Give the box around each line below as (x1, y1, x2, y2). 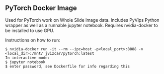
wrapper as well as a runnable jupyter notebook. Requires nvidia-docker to (5, 22, 158, 28)
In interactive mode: (5, 55, 50, 60)
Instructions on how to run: (5, 37, 61, 43)
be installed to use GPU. (5, 27, 55, 34)
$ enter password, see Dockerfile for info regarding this (5, 64, 130, 69)
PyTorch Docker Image (5, 4, 77, 12)
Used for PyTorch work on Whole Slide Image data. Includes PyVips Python (5, 17, 160, 23)
